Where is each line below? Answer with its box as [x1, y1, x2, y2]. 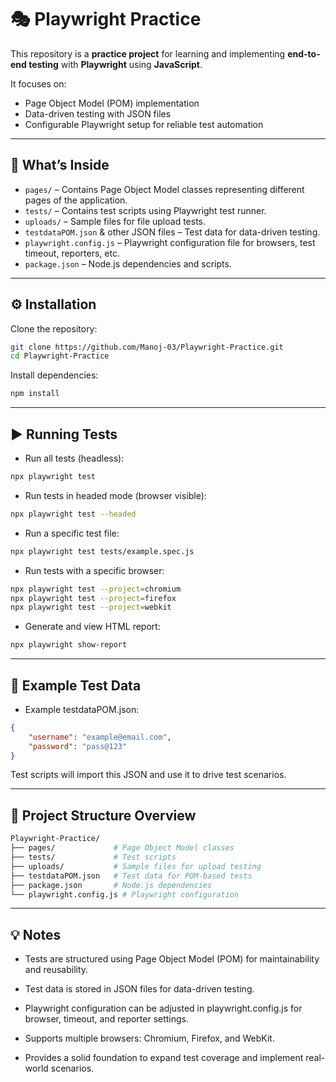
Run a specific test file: [24, 527, 120, 539]
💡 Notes [10, 926, 62, 943]
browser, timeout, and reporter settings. [24, 1013, 190, 1025]
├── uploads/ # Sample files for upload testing [10, 861, 262, 871]
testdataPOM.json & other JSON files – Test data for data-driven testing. [24, 226, 321, 238]
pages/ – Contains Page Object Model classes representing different [24, 183, 305, 195]
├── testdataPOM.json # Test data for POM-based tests [10, 871, 253, 881]
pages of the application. [24, 194, 128, 206]
